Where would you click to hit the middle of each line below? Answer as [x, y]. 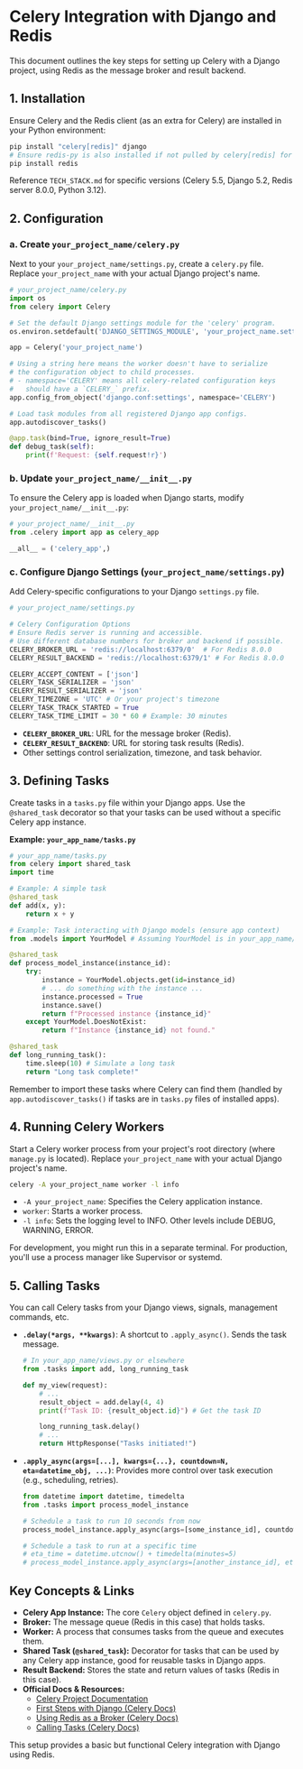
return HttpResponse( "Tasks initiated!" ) [118, 1444]
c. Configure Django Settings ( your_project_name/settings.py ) [147, 572]
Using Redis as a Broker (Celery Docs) [107, 1718]
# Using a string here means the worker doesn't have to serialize [139, 364]
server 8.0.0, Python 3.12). [58, 190]
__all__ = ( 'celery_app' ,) [60, 549]
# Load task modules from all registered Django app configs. [129, 414]
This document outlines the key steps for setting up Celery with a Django [145, 60]
